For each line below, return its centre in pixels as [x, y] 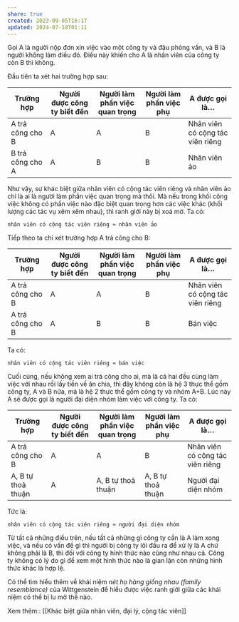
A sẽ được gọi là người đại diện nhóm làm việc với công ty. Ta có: [102, 399]
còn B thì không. [31, 63]
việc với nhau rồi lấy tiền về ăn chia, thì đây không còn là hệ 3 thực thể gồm [118, 384]
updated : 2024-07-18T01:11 [47, 27]
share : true [25, 14]
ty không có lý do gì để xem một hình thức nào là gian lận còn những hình [115, 561]
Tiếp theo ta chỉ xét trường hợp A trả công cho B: [79, 238]
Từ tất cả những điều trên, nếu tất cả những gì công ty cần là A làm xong [113, 538]
